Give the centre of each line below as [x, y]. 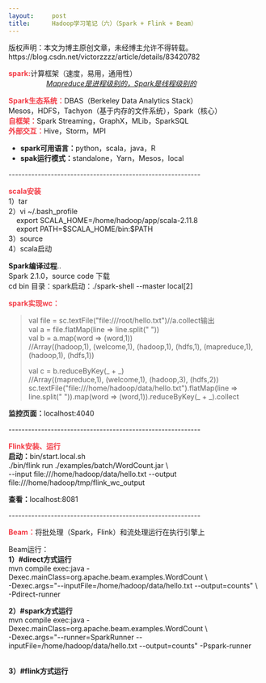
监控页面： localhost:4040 [51, 413]
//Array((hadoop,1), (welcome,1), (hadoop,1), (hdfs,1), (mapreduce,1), [140, 346]
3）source [25, 238]
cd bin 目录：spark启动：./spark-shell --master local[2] [101, 286]
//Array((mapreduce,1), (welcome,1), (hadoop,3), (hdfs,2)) [124, 379]
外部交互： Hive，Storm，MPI [57, 131]
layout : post [38, 16]
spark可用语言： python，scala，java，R [88, 148]
